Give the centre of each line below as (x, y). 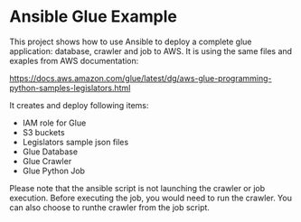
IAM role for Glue (54, 123)
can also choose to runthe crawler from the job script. (110, 207)
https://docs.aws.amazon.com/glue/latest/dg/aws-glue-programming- (141, 78)
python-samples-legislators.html (70, 88)
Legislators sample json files (75, 142)
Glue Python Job (54, 171)
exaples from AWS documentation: (74, 60)
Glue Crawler (47, 161)
